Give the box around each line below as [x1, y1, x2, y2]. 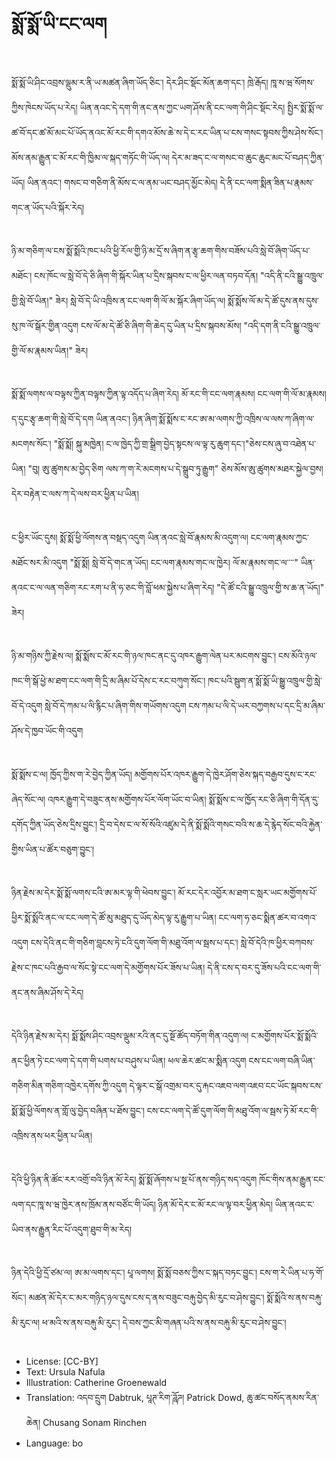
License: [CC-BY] [25, 1355, 99, 1368]
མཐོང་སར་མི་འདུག [11, 556, 68, 568]
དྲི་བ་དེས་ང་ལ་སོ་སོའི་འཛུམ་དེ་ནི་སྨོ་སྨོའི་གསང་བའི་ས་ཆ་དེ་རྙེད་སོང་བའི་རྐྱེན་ [99, 818, 323, 830]
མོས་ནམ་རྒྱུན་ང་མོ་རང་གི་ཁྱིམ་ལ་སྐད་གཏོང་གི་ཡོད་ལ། [11, 151, 170, 163]
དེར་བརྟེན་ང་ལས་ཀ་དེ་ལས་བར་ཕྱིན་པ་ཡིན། [11, 488, 139, 500]
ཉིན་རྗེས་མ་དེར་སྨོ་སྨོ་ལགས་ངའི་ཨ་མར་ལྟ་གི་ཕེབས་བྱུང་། [11, 886, 176, 898]
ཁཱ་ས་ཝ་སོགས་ [270, 76, 315, 88]
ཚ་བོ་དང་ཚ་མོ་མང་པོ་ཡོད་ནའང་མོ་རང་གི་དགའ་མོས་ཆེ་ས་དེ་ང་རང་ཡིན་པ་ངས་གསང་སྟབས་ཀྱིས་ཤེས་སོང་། [11, 126, 324, 138]
